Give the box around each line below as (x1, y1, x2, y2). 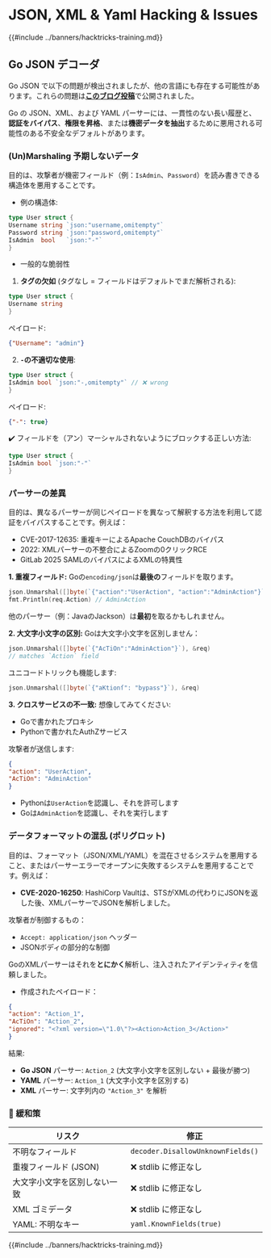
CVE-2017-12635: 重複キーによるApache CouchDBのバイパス (19, 535, 224, 544)
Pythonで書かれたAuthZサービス (19, 727, 127, 736)
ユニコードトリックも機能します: (8, 668, 117, 677)
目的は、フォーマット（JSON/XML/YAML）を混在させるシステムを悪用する (8, 850, 258, 860)
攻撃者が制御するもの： (8, 915, 86, 925)
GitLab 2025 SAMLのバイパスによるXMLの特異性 (19, 555, 183, 564)
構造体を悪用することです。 (8, 180, 100, 191)
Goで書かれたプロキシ (19, 716, 94, 726)
